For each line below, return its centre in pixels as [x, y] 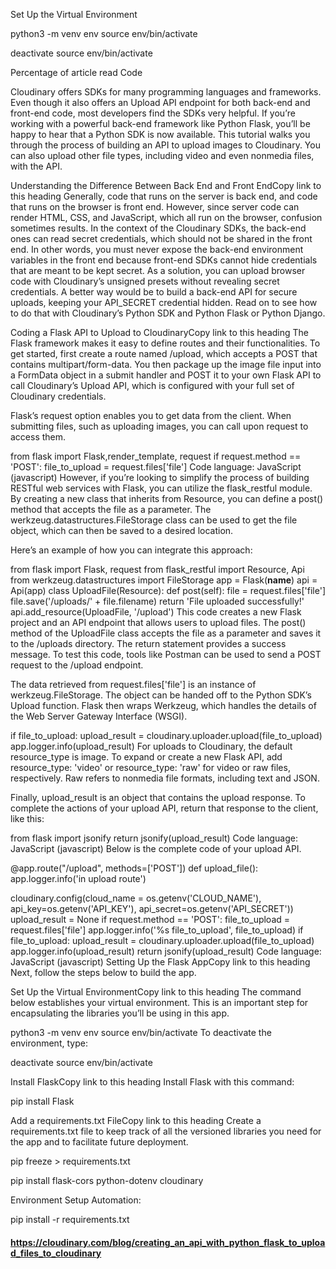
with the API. [36, 166]
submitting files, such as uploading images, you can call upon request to [159, 426]
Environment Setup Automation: [76, 1200]
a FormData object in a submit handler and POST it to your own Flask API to [166, 375]
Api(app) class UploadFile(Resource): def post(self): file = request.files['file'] [168, 590]
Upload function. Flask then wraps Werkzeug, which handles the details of [163, 705]
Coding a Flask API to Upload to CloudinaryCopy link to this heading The [160, 332]
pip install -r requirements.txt [70, 1219]
